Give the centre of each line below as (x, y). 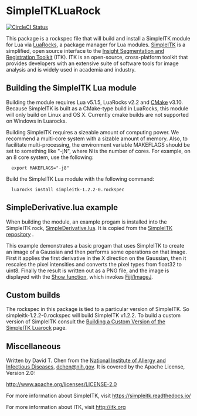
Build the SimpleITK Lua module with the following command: (80, 179)
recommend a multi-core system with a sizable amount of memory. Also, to (97, 138)
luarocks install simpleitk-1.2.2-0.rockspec (68, 190)
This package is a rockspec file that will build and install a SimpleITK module (98, 38)
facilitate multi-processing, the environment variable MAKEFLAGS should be (98, 144)
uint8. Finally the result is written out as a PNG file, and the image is (88, 270)
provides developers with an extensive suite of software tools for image (92, 63)
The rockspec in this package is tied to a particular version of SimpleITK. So (98, 309)
